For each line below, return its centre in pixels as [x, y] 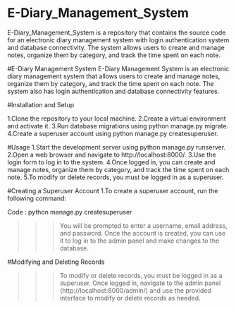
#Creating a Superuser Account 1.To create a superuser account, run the [113, 190]
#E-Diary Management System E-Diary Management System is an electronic [118, 68]
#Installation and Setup [41, 104]
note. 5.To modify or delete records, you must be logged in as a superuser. [116, 177]
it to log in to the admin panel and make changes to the [139, 241]
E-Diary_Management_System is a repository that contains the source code [117, 32]
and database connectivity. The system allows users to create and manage [116, 47]
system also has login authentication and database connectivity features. [113, 91]
